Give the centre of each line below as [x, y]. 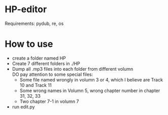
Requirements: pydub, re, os [34, 23]
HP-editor [26, 9]
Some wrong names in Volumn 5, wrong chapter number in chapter [90, 91]
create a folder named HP [39, 58]
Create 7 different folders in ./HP [46, 63]
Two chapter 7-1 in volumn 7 [49, 101]
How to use [29, 44]
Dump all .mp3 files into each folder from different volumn [73, 69]
